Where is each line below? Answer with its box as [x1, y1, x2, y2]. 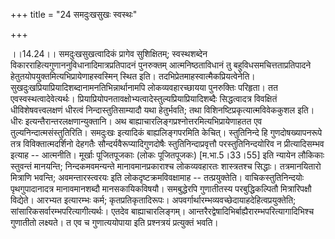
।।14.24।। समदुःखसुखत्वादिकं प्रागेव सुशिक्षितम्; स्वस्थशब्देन [10, 48, 208, 59]
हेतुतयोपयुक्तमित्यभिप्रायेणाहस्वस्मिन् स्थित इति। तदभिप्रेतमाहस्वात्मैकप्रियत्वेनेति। [10, 70, 256, 82]
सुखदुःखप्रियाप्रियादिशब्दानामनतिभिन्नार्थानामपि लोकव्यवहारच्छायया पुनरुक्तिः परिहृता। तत [10, 82, 278, 93]
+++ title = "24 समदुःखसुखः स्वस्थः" [10, 9, 138, 20]
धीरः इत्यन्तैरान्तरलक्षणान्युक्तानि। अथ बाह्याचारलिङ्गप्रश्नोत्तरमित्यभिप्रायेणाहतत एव [10, 115, 263, 127]
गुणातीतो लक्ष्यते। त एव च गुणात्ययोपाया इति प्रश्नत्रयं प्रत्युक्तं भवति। [10, 217, 219, 228]
